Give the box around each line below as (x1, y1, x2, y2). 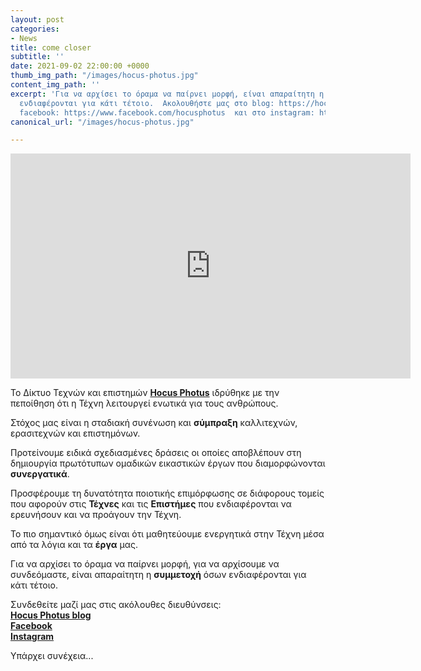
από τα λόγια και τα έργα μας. (10, 539, 138, 551)
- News (10, 33, 38, 43)
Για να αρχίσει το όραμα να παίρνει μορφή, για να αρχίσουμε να (10, 558, 280, 570)
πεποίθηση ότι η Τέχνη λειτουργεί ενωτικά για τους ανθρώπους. (10, 397, 279, 410)
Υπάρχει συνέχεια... (10, 650, 94, 662)
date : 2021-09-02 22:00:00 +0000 (10, 61, 150, 71)
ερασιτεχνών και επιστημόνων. (10, 427, 141, 440)
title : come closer (10, 42, 92, 53)
